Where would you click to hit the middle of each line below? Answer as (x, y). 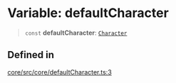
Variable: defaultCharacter (88, 13)
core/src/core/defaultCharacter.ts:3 (59, 72)
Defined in (31, 55)
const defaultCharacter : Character (76, 33)
